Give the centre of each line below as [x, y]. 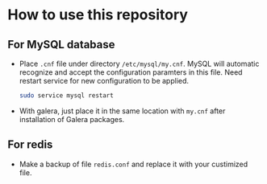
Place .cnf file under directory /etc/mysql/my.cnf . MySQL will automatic [139, 63]
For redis [30, 145]
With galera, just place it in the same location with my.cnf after [122, 111]
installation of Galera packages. [72, 119]
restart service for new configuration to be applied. [104, 81]
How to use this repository [98, 15]
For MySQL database [61, 45]
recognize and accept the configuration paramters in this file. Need [131, 72]
